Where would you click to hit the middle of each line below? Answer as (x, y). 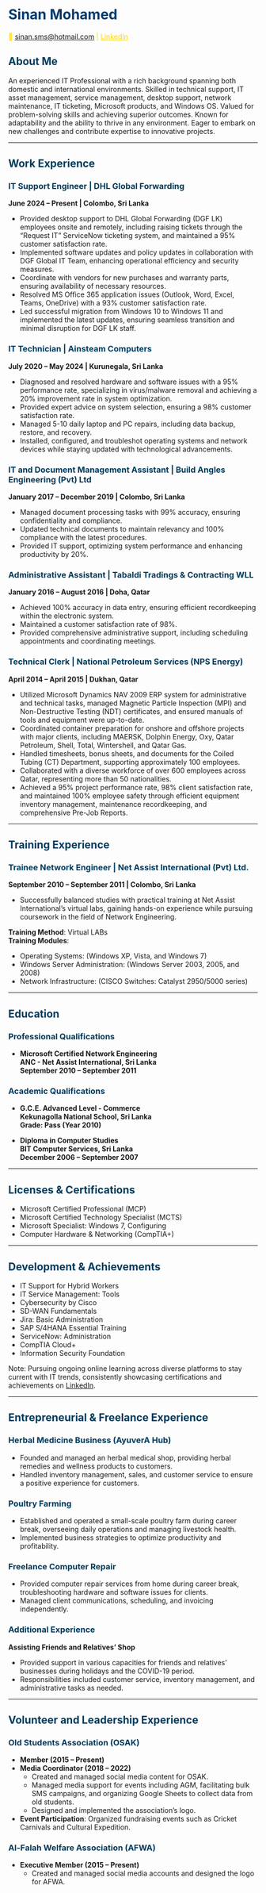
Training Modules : (39, 941)
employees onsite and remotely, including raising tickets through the (131, 227)
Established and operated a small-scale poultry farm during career (128, 1520)
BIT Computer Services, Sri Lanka (76, 1149)
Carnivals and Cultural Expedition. (75, 1827)
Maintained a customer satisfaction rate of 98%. (99, 624)
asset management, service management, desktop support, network (120, 98)
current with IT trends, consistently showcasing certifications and (115, 1377)
